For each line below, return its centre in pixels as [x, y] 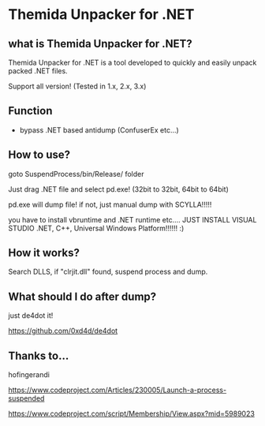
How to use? [39, 155]
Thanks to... [39, 355]
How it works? [44, 253]
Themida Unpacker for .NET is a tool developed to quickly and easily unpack [132, 62]
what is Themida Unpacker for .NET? [101, 44]
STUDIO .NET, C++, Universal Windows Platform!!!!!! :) [96, 228]
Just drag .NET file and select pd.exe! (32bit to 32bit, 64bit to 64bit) [118, 189]
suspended [26, 398]
